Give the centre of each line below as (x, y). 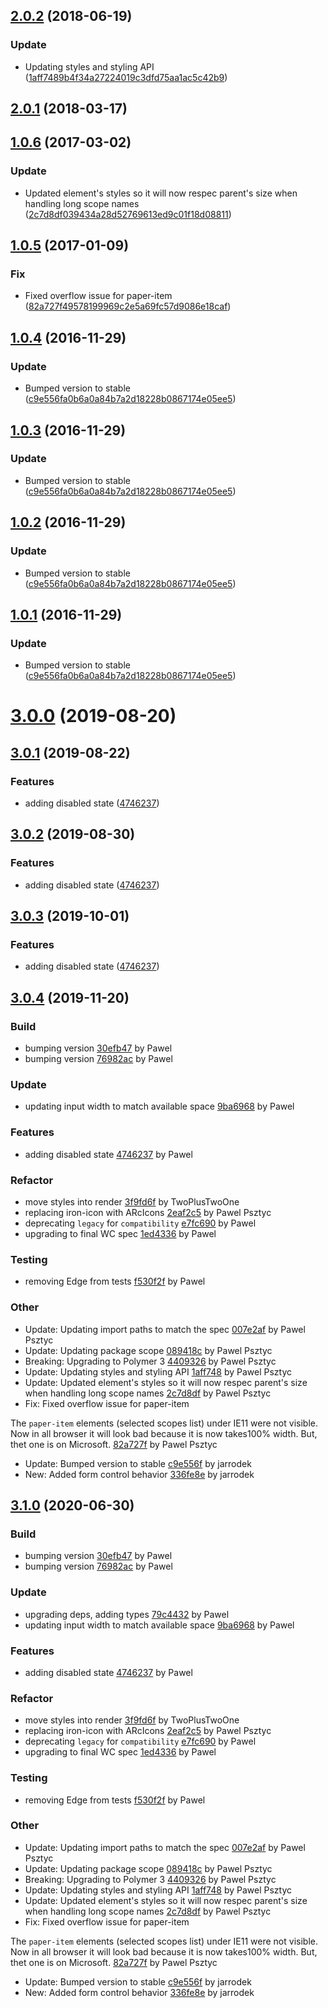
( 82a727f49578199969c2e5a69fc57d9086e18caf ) (128, 306)
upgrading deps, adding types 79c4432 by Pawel (127, 1614)
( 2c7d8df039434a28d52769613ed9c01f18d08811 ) (128, 214)
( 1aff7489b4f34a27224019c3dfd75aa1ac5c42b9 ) (126, 77)
